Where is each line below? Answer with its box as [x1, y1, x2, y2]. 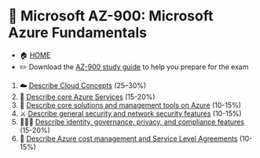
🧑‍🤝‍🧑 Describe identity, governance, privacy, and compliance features [19, 117, 245, 127]
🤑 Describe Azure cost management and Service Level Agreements [19, 134, 238, 143]
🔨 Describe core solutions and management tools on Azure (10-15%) [19, 100, 242, 109]
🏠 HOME [19, 50, 51, 60]
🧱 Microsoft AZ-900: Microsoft [8, 7, 214, 25]
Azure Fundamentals [8, 24, 148, 42]
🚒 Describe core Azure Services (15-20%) [19, 92, 156, 101]
